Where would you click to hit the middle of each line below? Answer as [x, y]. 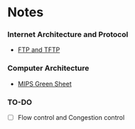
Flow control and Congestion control [71, 118]
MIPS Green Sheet [45, 84]
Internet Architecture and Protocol [68, 35]
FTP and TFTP [39, 50]
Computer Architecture [48, 68]
